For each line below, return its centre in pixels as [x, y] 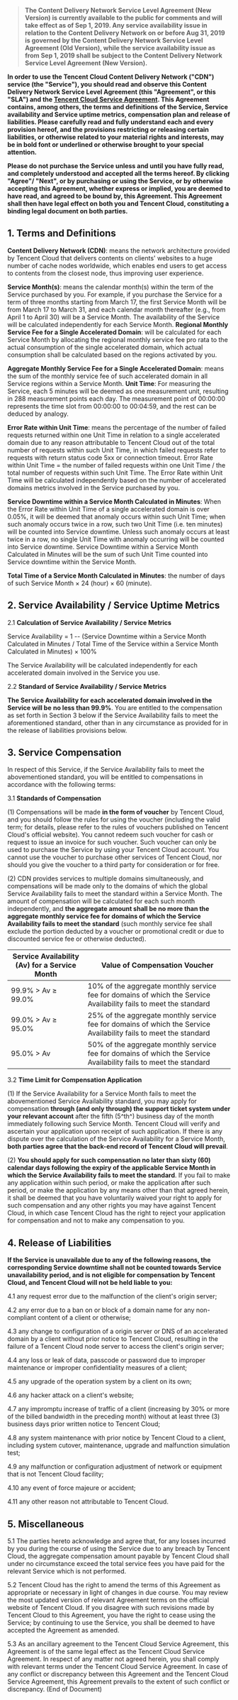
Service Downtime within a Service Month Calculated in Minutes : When [114, 501]
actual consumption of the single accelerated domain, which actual [105, 347]
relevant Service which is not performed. [67, 1572]
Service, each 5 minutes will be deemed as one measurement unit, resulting [118, 391]
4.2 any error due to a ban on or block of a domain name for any [101, 1310]
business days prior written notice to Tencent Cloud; [84, 1424]
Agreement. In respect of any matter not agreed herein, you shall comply [113, 1659]
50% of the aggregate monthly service [152, 1044]
